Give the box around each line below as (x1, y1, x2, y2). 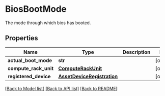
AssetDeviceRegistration (58, 73, 118, 80)
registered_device (7, 73, 51, 80)
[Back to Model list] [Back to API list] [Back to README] (5, 85, 118, 92)
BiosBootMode (5, 3, 67, 15)
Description (122, 48, 151, 55)
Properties (5, 34, 38, 42)
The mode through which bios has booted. (5, 20, 91, 26)
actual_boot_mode (7, 57, 53, 64)
